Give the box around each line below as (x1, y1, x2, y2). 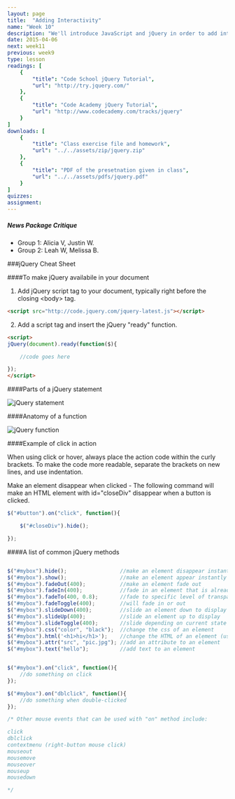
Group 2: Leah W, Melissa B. (17, 246, 99, 254)
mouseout (7, 748, 33, 755)
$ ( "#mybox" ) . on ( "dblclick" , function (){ (7, 690, 127, 697)
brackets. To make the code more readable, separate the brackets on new (7, 460, 220, 469)
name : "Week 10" (7, 23, 55, 30)
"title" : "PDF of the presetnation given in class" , (32, 166, 190, 174)
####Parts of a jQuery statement (7, 385, 103, 393)
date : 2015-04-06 (7, 36, 58, 43)
